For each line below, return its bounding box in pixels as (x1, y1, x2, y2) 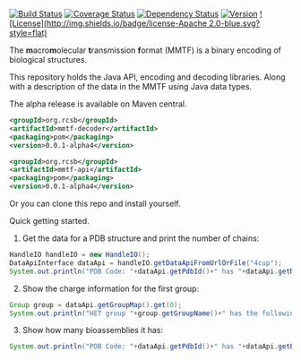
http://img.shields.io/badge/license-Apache (46, 18, 208, 29)
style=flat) (9, 28, 47, 38)
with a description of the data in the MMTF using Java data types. (9, 81, 253, 91)
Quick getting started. (9, 216, 90, 226)
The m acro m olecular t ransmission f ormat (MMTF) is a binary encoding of (9, 45, 282, 56)
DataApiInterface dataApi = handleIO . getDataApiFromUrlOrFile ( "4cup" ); (9, 258, 282, 268)
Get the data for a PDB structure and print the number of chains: (21, 233, 260, 244)
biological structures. (9, 55, 88, 64)
